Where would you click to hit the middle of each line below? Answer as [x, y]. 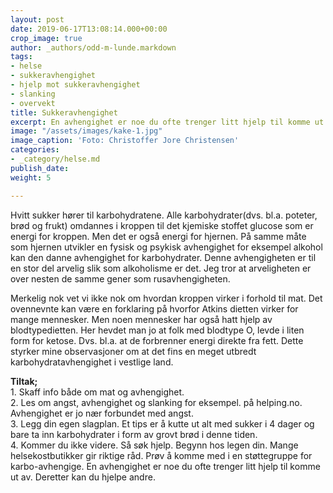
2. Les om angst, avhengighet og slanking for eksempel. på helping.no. [156, 402]
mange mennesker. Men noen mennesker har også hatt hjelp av [141, 319]
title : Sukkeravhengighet [64, 112]
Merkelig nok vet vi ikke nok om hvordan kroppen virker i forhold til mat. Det [166, 298]
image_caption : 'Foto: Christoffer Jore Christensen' [125, 141]
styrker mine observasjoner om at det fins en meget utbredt [133, 351]
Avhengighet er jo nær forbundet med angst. [102, 413]
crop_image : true [46, 38]
